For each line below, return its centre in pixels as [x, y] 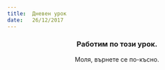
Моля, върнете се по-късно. [117, 59]
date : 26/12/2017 [36, 20]
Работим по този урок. [117, 44]
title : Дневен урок [37, 14]
